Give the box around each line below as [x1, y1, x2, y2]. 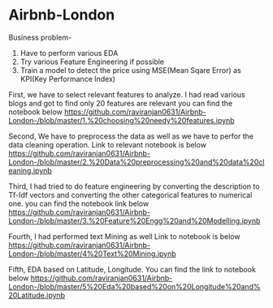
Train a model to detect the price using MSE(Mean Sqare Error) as [19, 65, 241, 75]
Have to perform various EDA [19, 48, 119, 58]
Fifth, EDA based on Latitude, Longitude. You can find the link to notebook [8, 264, 256, 274]
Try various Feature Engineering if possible [19, 57, 165, 66]
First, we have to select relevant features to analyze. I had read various [8, 89, 245, 99]
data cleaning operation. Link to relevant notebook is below [8, 139, 207, 149]
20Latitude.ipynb [8, 290, 66, 300]
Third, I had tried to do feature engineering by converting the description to [8, 181, 260, 191]
